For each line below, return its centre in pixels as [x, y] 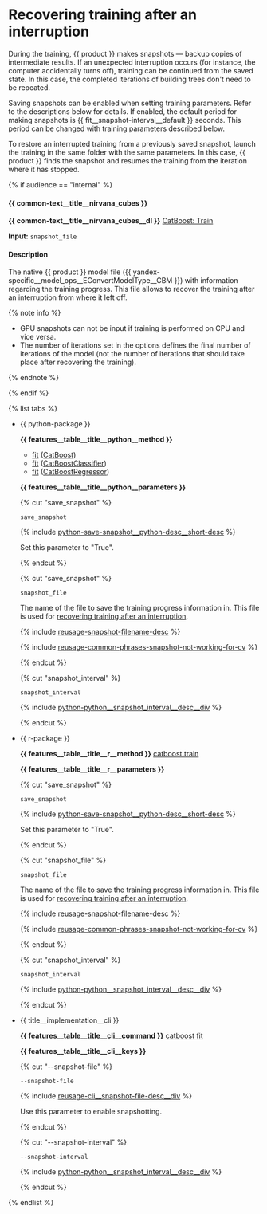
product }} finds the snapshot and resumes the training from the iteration [128, 160]
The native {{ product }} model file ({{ [70, 272]
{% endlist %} [31, 1203]
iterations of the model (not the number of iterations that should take [132, 354]
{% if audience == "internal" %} [61, 184]
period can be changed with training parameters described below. [117, 128]
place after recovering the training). [78, 362]
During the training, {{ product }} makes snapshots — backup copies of [125, 53]
